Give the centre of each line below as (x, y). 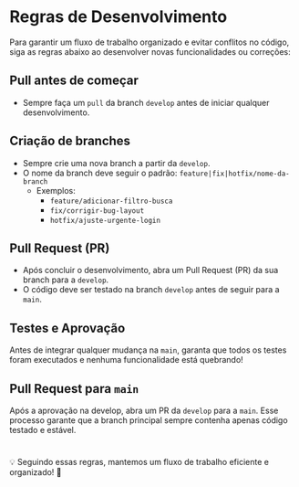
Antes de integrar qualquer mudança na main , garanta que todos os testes (148, 350)
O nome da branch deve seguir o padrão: (100, 173)
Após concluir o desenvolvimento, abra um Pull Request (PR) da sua (150, 270)
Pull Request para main (74, 389)
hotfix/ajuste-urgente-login (105, 220)
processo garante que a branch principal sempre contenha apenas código (149, 420)
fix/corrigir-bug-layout (97, 211)
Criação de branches (70, 141)
